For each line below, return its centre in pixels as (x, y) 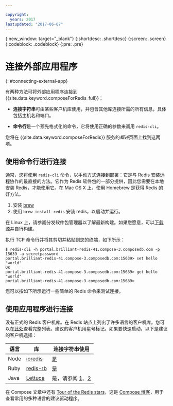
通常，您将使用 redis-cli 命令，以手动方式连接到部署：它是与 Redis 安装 (83, 175)
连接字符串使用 (71, 349)
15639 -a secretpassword (32, 254)
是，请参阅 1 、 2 (71, 378)
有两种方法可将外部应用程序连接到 (41, 92)
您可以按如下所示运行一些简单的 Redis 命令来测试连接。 (64, 291)
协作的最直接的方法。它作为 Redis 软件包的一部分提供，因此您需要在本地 (87, 181)
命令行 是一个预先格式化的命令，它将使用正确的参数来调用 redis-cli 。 (87, 126)
